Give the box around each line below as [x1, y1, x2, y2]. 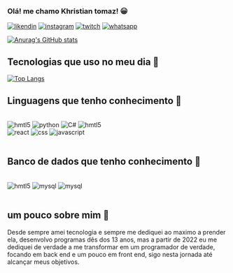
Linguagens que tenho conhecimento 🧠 [7, 94, 182, 107]
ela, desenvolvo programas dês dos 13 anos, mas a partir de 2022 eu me [7, 235, 218, 244]
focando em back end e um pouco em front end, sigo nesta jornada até [7, 250, 213, 258]
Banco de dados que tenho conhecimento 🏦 [7, 156, 201, 168]
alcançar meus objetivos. [7, 258, 80, 266]
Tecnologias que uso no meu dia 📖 [7, 56, 160, 68]
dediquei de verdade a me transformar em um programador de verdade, [7, 242, 216, 251]
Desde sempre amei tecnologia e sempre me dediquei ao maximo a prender [7, 228, 226, 236]
